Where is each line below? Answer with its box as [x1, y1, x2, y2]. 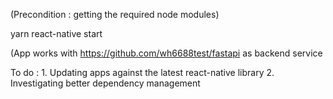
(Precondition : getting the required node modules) [10, 9, 220, 20]
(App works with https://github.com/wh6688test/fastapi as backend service [10, 47, 323, 59]
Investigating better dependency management [10, 77, 201, 89]
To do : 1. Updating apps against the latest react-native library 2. [10, 67, 275, 78]
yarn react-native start [10, 28, 103, 39]
